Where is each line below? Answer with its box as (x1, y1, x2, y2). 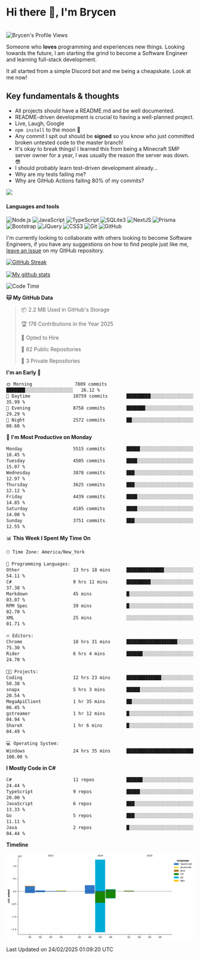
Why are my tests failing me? (14, 171, 87, 178)
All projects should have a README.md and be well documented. (14, 107, 175, 114)
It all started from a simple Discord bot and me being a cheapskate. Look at (6, 67, 191, 74)
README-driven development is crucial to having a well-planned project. (14, 113, 194, 120)
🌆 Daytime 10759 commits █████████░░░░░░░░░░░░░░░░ (6, 393, 194, 399)
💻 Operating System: (6, 740, 60, 747)
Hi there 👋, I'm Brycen (6, 5, 116, 19)
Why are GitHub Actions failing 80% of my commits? (14, 176, 144, 184)
